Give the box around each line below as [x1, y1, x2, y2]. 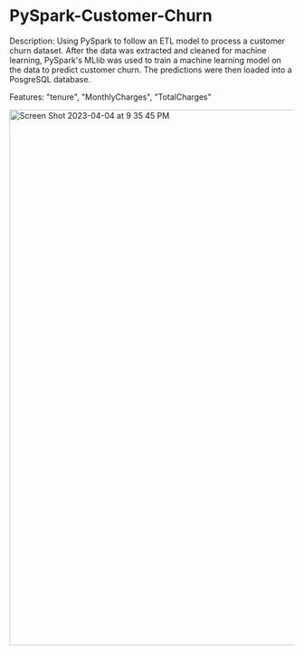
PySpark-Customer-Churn [9, 5, 213, 26]
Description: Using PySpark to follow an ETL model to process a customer [9, 35, 286, 46]
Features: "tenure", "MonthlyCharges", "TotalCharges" [9, 92, 213, 102]
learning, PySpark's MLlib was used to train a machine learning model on [9, 54, 282, 65]
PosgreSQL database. [9, 73, 91, 84]
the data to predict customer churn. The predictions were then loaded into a [9, 64, 292, 75]
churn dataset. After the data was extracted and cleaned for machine [9, 44, 267, 55]
